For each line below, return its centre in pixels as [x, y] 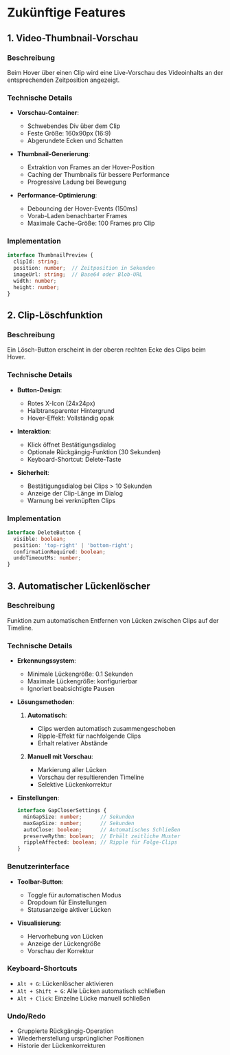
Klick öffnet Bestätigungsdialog [72, 445]
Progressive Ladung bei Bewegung [77, 182]
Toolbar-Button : [40, 882]
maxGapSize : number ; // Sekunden [79, 823]
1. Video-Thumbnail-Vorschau [73, 38]
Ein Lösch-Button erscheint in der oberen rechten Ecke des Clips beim [106, 350]
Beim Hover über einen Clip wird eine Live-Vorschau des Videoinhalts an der [115, 72]
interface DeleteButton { [44, 532]
